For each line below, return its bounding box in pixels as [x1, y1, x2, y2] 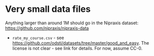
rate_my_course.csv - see [12, 35, 64, 41]
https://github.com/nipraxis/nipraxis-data [5, 25, 89, 31]
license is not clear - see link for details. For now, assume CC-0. [12, 45, 143, 51]
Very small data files [5, 3, 91, 15]
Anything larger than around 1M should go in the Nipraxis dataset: [5, 20, 139, 26]
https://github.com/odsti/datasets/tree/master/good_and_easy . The [12, 40, 150, 46]
